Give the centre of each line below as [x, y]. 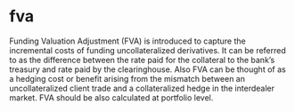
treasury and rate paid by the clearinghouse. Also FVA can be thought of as [148, 69]
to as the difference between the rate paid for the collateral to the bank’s [142, 60]
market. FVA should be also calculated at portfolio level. [111, 97]
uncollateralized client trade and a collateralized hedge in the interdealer [142, 88]
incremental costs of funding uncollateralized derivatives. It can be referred [148, 50]
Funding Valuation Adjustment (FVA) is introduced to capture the [128, 41]
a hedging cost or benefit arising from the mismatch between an [127, 78]
